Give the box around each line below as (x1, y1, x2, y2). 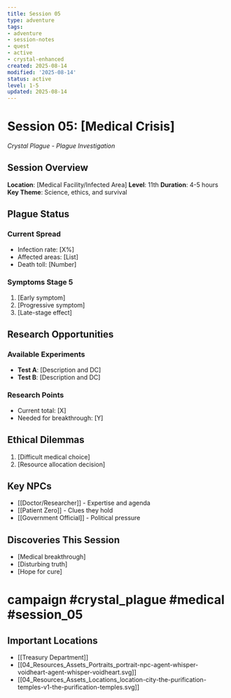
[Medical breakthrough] (17, 552, 86, 561)
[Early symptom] (17, 293, 66, 302)
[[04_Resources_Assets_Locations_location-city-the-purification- (17, 676, 206, 684)
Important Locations (7, 634, 98, 646)
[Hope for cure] (17, 568, 63, 576)
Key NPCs (7, 480, 52, 492)
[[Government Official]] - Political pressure (17, 514, 141, 522)
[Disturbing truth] (17, 560, 68, 568)
